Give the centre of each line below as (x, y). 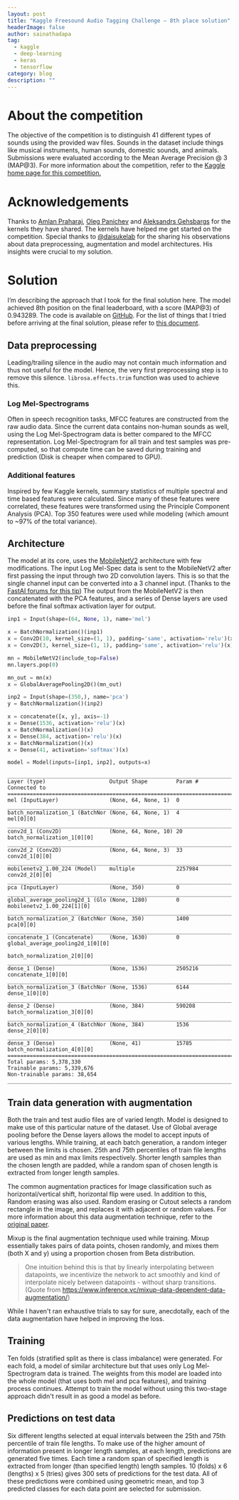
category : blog (30, 73)
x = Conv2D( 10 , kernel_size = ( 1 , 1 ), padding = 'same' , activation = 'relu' (116, 639)
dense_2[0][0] (28, 1031)
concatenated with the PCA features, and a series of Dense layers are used (117, 598)
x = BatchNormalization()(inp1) (55, 632)
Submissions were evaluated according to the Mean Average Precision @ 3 (117, 158)
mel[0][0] (22, 819)
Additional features (42, 476)
